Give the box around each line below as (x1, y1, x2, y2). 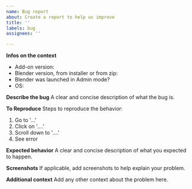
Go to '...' (14, 116, 37, 124)
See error (14, 135, 38, 142)
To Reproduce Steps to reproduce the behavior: (6, 105, 123, 112)
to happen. (6, 153, 32, 160)
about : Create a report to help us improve (6, 14, 115, 20)
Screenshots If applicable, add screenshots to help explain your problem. (6, 165, 186, 172)
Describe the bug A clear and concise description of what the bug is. (6, 94, 175, 101)
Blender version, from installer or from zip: (14, 70, 118, 77)
